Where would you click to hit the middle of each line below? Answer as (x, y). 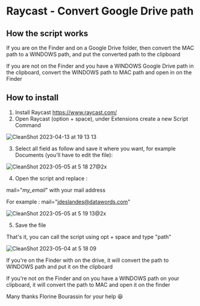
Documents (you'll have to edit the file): (64, 155)
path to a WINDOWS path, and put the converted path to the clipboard (93, 54)
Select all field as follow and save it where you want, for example (95, 148)
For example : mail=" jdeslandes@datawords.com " (68, 202)
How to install (33, 98)
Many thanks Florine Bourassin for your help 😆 (65, 296)
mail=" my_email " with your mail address (56, 190)
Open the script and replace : (51, 178)
